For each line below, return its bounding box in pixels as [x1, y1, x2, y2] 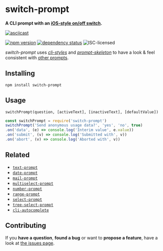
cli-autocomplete [12, 207, 49, 213]
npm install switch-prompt [5, 82, 62, 87]
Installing [5, 69, 35, 78]
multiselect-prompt [12, 181, 54, 186]
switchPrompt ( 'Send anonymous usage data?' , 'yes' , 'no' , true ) [5, 123, 143, 128]
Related [5, 151, 30, 159]
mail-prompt [12, 176, 38, 181]
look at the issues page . [5, 240, 55, 246]
